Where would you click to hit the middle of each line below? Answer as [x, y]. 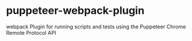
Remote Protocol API [31, 32]
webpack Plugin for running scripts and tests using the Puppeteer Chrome [96, 27]
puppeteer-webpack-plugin [75, 11]
